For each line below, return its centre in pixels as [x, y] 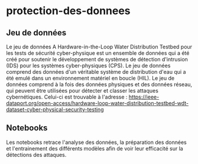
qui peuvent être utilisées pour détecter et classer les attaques [82, 91]
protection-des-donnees [69, 11]
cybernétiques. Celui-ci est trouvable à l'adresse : [67, 97]
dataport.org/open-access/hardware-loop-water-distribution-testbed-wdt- [98, 103]
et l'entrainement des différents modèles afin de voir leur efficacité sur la [95, 148]
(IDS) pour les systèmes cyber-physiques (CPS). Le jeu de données [88, 65]
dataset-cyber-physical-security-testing [55, 109]
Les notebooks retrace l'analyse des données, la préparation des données [97, 142]
